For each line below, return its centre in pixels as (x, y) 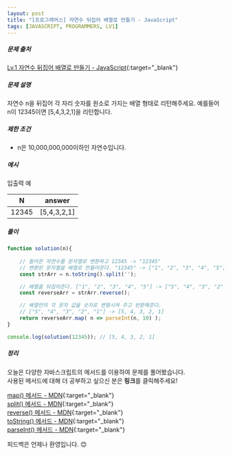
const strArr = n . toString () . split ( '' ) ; (78, 274)
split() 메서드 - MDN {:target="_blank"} (60, 403)
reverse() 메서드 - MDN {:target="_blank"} (65, 412)
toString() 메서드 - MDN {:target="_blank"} (66, 421)
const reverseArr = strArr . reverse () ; (75, 293)
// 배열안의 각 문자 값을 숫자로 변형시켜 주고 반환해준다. (90, 306)
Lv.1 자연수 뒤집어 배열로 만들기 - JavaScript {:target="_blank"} (93, 68)
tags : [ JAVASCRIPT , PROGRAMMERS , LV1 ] (63, 26)
